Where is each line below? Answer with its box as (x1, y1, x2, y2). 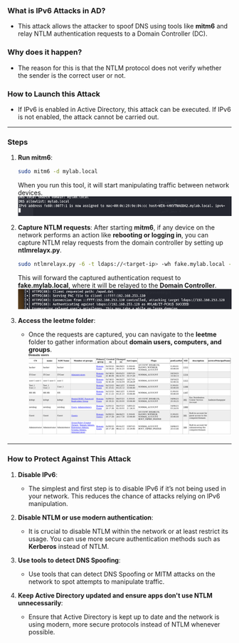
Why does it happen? (7, 47, 83, 57)
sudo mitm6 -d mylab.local (17, 168, 98, 175)
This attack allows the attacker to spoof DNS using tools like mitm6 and (17, 22, 228, 31)
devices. (17, 188, 43, 197)
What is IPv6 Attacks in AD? (7, 6, 106, 16)
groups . (28, 345, 52, 354)
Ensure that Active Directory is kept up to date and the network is (28, 612, 220, 621)
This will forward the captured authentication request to (17, 273, 181, 282)
